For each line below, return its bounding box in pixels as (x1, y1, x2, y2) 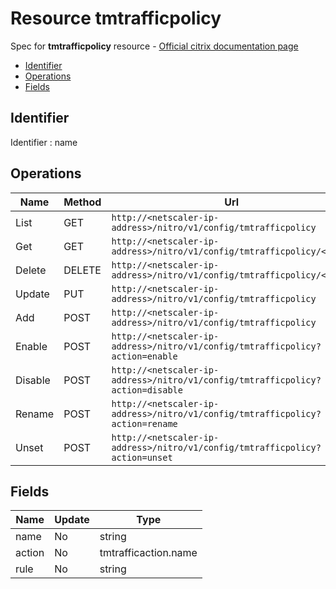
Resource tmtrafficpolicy (10, 7, 222, 30)
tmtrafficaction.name (99, 546, 198, 560)
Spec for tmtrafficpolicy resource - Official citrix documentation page (10, 40, 299, 52)
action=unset (111, 452, 173, 463)
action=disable (111, 384, 183, 396)
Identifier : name (10, 136, 78, 148)
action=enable (111, 350, 178, 362)
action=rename (111, 418, 178, 429)
